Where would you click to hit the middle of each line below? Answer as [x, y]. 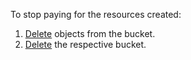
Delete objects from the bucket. [90, 33]
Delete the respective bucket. [85, 44]
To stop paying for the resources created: [96, 14]
